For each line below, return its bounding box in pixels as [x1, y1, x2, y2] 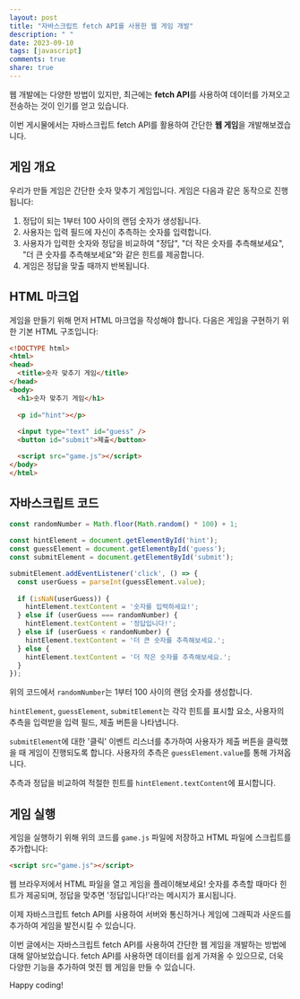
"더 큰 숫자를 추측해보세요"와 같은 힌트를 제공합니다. [21, 249, 204, 260]
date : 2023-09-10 [9, 38, 74, 48]
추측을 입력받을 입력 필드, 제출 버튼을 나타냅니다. [9, 717, 179, 728]
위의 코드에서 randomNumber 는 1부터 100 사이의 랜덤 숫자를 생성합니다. [9, 686, 253, 697]
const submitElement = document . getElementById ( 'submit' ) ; [9, 553, 235, 562]
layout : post [9, 13, 58, 22]
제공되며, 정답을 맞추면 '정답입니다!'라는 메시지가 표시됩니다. [25, 890, 236, 900]
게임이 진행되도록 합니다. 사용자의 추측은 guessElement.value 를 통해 [28, 747, 268, 758]
